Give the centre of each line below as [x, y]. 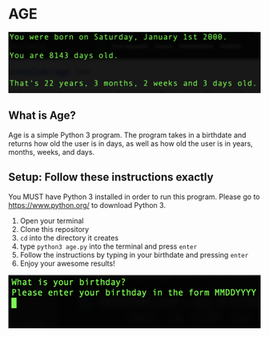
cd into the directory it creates [69, 238]
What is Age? [42, 116]
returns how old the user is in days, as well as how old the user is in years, [131, 143]
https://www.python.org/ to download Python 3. [87, 205]
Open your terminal [52, 221]
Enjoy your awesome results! [67, 263]
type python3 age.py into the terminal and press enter [108, 246]
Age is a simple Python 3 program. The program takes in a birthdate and [127, 135]
